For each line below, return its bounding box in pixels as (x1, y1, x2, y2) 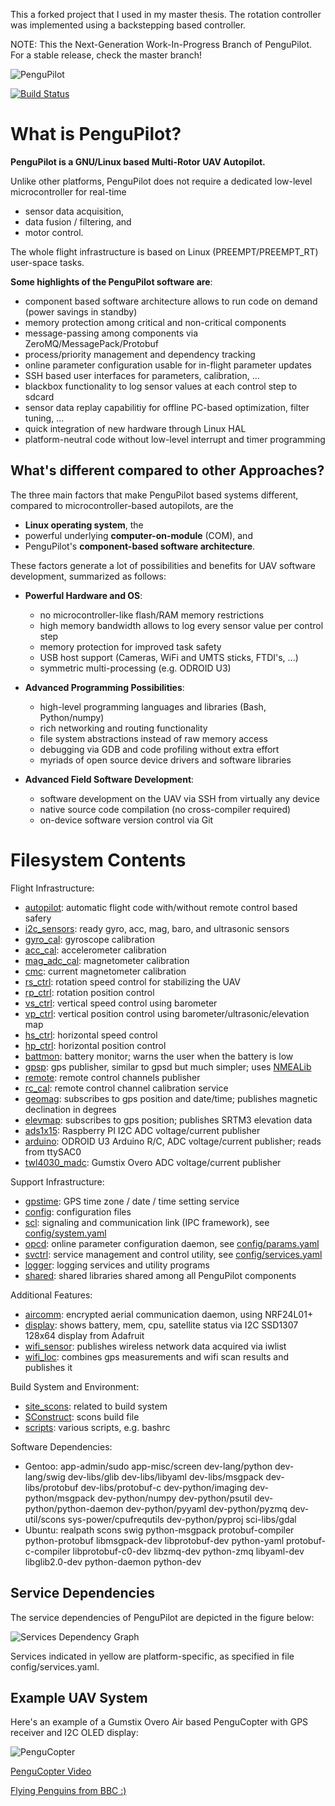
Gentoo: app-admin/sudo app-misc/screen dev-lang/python (24, 1460, 273, 1472)
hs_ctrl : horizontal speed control (24, 1029, 158, 1041)
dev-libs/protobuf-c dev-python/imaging (80, 1481, 248, 1493)
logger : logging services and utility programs (24, 1259, 210, 1271)
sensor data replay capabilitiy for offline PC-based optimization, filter (24, 401, 310, 413)
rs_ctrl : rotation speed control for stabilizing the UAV (24, 975, 241, 988)
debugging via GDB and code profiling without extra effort (39, 743, 280, 755)
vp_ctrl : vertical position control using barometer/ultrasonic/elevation (24, 1007, 310, 1019)
